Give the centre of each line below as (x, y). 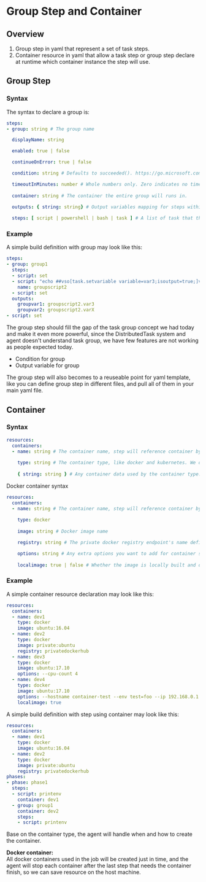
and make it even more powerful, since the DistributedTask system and (96, 334)
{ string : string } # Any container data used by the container (101, 474)
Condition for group (40, 359)
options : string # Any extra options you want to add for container (107, 553)
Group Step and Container (74, 11)
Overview (25, 34)
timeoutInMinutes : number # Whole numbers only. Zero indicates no (100, 184)
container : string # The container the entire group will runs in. (100, 196)
